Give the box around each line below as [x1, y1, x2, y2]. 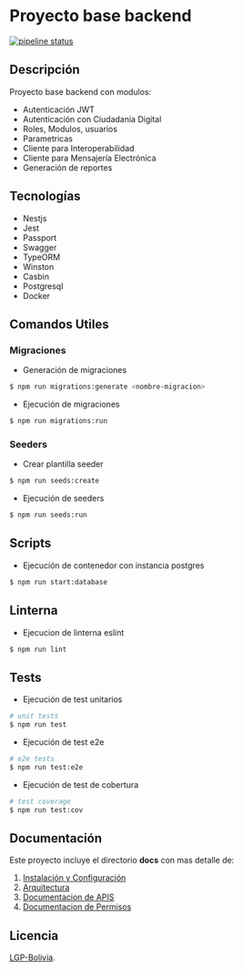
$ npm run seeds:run [9, 511, 88, 520]
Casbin [22, 271, 50, 282]
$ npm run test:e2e [9, 762, 84, 771]
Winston [22, 261, 55, 272]
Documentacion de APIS [22, 892, 115, 903]
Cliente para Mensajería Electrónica [22, 152, 157, 163]
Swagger [22, 242, 57, 253]
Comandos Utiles [9, 316, 109, 332]
